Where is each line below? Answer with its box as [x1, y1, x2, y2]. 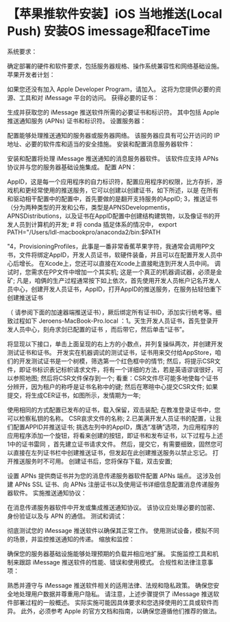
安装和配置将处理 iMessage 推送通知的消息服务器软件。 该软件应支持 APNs [7, 154, 219, 162]
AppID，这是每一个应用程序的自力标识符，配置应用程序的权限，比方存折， [7, 177, 217, 186]
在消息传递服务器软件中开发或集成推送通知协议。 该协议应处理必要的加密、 [7, 503, 219, 511]
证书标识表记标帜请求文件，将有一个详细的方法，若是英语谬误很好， [25, 365, 217, 373]
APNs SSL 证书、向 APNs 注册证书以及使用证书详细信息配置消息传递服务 [14, 480, 220, 488]
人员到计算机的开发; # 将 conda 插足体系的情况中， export [12, 220, 177, 228]
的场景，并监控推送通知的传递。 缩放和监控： [7, 535, 135, 543]
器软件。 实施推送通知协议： [7, 488, 87, 497]
